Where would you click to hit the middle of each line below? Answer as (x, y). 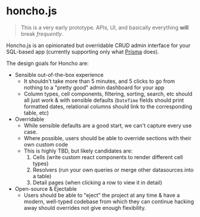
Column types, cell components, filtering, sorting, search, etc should (108, 94)
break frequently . (42, 33)
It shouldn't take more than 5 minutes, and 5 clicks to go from (99, 81)
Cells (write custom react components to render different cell (108, 157)
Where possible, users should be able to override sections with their (107, 138)
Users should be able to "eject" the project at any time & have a (102, 195)
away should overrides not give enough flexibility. (85, 207)
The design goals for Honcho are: (47, 63)
